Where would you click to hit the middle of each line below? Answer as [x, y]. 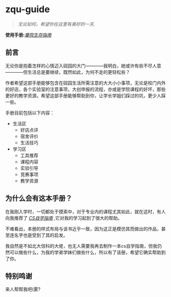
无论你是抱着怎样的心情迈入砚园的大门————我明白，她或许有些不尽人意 [83, 66]
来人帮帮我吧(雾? [23, 289]
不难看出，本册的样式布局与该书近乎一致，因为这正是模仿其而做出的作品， [83, 229]
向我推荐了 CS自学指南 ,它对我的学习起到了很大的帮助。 [64, 218]
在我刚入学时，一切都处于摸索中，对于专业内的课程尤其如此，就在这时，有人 [85, 212]
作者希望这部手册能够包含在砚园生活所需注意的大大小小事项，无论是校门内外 [85, 83]
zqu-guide [27, 9]
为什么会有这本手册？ [39, 199]
